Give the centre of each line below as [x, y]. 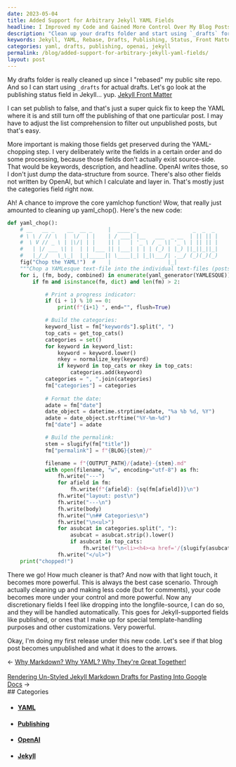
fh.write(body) [79, 509]
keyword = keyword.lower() [97, 353]
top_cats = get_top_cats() [84, 333]
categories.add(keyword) [106, 373]
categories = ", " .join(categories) [98, 379]
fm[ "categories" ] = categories [91, 385]
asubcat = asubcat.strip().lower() [122, 535]
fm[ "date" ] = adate [73, 425]
